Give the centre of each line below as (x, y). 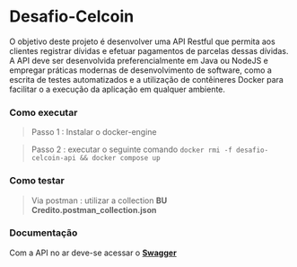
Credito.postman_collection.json (94, 209)
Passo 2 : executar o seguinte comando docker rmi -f (132, 149)
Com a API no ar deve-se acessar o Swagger (93, 253)
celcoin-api (53, 158)
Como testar (37, 181)
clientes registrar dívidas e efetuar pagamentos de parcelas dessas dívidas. (149, 50)
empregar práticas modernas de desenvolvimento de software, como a (140, 70)
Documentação (44, 233)
